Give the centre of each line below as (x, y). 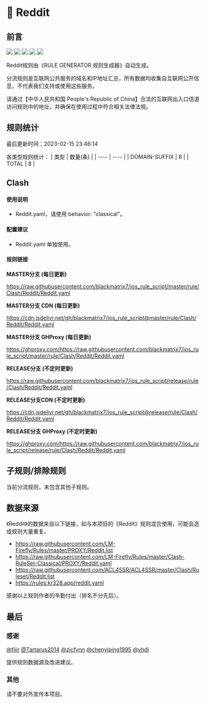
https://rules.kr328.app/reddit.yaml (59, 583)
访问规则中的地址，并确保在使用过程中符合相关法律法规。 (79, 106)
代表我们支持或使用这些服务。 (60, 86)
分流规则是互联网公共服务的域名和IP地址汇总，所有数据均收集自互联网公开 (100, 78)
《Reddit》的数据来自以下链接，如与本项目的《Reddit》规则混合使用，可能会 (100, 524)
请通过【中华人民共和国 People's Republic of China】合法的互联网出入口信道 (103, 99)
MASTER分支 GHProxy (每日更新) (49, 337)
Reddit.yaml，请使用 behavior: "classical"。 (70, 214)
